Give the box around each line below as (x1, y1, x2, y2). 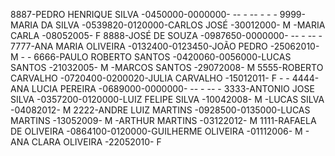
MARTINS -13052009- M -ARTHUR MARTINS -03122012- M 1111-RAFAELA (10, 115, 317, 126)
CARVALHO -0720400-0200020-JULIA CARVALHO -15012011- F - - (10, 72, 290, 84)
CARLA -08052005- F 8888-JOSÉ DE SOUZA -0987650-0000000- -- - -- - (10, 30, 323, 41)
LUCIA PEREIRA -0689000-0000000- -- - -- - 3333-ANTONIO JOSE (31, 83, 315, 94)
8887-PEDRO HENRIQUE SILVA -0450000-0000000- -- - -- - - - (10, 9, 278, 20)
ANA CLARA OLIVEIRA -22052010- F (10, 136, 162, 148)
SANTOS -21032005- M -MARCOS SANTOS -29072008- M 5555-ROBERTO (10, 62, 324, 73)
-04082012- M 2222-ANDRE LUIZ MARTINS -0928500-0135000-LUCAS (10, 104, 311, 116)
